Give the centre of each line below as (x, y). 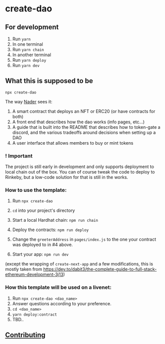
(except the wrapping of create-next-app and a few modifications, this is (79, 264)
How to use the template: (36, 190)
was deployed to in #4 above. (43, 245)
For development (32, 27)
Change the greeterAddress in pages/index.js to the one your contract (84, 240)
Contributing (25, 335)
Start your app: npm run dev (40, 255)
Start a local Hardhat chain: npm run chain (55, 220)
